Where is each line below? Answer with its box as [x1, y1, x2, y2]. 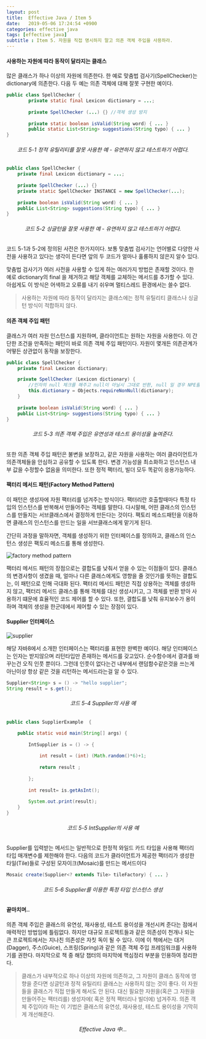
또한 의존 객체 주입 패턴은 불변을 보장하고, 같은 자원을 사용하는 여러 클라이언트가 [6, 450, 198, 458]
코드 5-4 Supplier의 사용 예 [70, 700, 136, 707]
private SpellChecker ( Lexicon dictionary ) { [17, 376, 136, 382]
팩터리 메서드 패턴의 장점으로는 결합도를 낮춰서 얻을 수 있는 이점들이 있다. [6, 564, 181, 571]
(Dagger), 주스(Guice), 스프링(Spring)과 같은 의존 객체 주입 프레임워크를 [6, 943, 181, 951]
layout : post [6, 9, 40, 15]
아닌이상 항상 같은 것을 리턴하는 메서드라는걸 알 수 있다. [6, 668, 139, 675]
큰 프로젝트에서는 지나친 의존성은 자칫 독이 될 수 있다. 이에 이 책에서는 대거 [6, 936, 185, 943]
